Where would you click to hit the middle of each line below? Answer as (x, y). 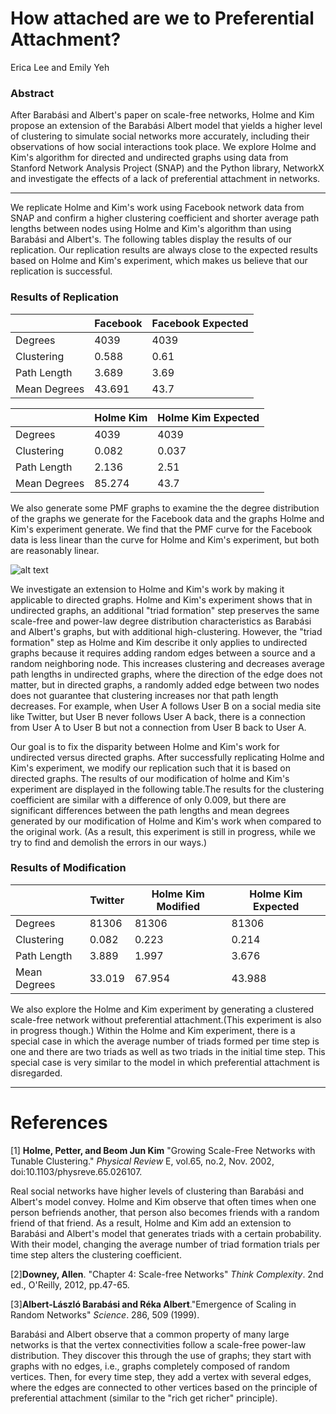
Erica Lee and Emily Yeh (60, 67)
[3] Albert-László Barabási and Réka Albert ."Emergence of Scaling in (153, 1304)
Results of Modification (68, 868)
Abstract (32, 93)
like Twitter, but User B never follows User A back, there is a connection (158, 716)
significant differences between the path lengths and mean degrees (150, 810)
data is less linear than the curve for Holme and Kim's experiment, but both (165, 539)
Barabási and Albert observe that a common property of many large (150, 1334)
